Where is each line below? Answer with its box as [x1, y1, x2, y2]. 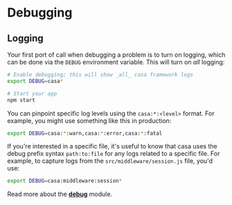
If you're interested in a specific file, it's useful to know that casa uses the [7, 142, 217, 150]
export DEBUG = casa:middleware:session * [7, 177, 123, 184]
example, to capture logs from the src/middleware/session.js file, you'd [7, 157, 213, 165]
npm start [7, 97, 36, 104]
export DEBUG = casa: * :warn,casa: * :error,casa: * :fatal [7, 130, 163, 137]
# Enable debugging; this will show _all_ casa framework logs [7, 71, 194, 78]
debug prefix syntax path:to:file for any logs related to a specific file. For [7, 150, 220, 158]
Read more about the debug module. [7, 190, 113, 198]
